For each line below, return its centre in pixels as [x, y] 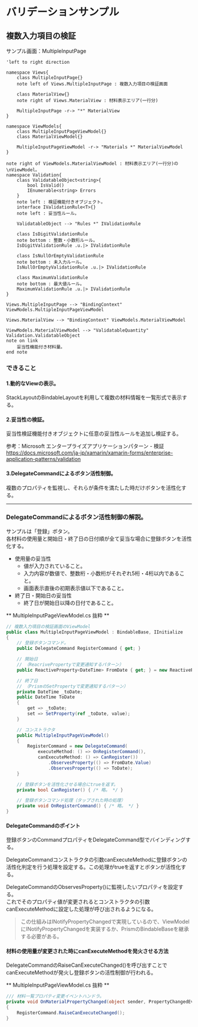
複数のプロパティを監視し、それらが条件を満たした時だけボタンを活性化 [94, 488]
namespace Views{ [27, 73]
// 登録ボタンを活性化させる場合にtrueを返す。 [67, 784]
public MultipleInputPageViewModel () [63, 735]
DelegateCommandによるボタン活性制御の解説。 [77, 517]
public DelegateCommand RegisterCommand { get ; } [79, 649]
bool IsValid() [46, 185]
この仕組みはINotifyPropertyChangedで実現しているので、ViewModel [105, 922]
